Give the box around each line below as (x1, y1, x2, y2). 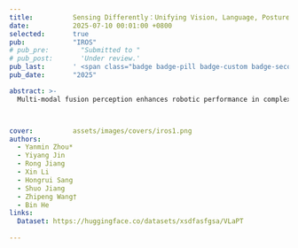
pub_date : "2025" (9, 71, 98, 80)
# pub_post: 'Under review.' (9, 54, 141, 63)
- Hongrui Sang (17, 175, 74, 184)
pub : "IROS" (9, 37, 98, 47)
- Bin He (17, 200, 50, 209)
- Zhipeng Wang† (17, 192, 77, 201)
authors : (9, 135, 42, 143)
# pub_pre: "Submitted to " (9, 46, 141, 55)
